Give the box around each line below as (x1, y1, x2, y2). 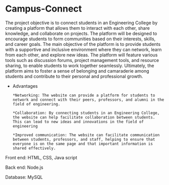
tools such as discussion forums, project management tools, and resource (5, 57, 159, 63)
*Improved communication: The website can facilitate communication (12, 132, 160, 138)
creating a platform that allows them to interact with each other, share (5, 25, 150, 31)
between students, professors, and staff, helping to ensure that (12, 137, 155, 142)
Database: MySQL (5, 174, 43, 180)
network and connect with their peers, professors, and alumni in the (12, 97, 164, 102)
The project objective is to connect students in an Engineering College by (5, 20, 158, 26)
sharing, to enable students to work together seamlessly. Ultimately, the (5, 63, 154, 69)
